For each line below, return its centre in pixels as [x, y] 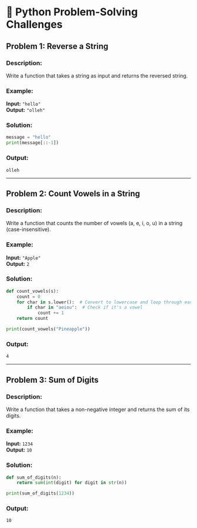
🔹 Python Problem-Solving [72, 12]
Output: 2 [18, 263]
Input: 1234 [20, 444]
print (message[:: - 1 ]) [33, 143]
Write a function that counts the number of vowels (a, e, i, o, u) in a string [94, 223]
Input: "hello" [23, 104]
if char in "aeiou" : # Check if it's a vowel [85, 308]
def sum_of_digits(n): [34, 477]
